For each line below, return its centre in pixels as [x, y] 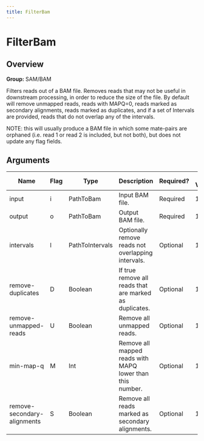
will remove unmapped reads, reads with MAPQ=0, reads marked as [92, 103]
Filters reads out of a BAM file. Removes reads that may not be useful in [96, 91]
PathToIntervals [91, 245]
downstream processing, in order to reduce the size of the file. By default [98, 97]
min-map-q [27, 366]
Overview [25, 64]
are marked [135, 293]
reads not [132, 245]
